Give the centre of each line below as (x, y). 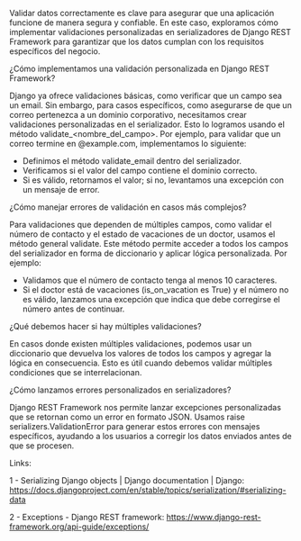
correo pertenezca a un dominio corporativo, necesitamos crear (128, 115)
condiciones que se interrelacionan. (76, 372)
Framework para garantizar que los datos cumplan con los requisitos (137, 41)
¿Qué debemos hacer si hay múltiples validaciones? (105, 326)
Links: (20, 463)
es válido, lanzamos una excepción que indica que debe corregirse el (151, 299)
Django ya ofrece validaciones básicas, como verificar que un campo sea (146, 95)
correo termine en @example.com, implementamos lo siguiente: (128, 144)
